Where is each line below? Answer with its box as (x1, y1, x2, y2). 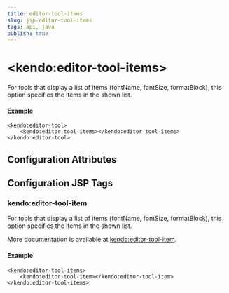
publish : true (7, 29, 49, 37)
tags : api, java (7, 23, 55, 30)
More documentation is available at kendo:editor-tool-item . (7, 236, 177, 244)
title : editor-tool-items (7, 10, 83, 18)
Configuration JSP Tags (7, 177, 113, 189)
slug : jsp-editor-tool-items (7, 17, 92, 24)
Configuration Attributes (7, 154, 117, 165)
